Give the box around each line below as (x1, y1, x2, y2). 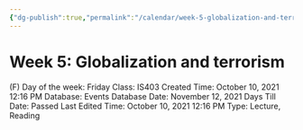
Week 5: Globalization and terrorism (9, 51, 286, 72)
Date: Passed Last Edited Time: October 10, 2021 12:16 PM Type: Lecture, (9, 100, 281, 111)
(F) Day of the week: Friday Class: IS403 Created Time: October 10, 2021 (9, 82, 280, 92)
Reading (9, 109, 41, 121)
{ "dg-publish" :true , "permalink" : (9, 13, 135, 22)
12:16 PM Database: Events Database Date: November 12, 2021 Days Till (9, 91, 277, 101)
